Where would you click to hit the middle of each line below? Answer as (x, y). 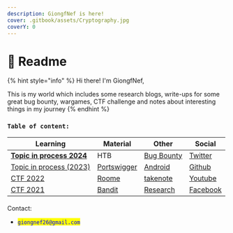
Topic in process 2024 (49, 155)
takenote (158, 178)
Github (200, 167)
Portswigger (117, 167)
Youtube (203, 178)
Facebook (205, 190)
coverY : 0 (22, 27)
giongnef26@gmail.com (48, 223)
